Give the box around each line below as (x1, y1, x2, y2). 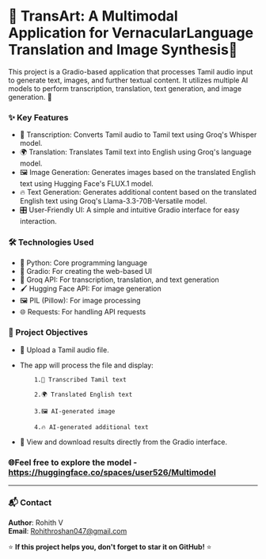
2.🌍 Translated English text (34, 390, 133, 398)
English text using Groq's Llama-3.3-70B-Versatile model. (19, 196, 207, 206)
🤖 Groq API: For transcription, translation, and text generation (19, 275, 219, 284)
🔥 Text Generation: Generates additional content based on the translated (19, 188, 257, 197)
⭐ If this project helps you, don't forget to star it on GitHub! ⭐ (8, 542, 212, 552)
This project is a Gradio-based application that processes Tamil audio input (8, 67, 253, 76)
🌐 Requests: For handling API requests (19, 306, 146, 316)
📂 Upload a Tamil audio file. (19, 344, 109, 355)
